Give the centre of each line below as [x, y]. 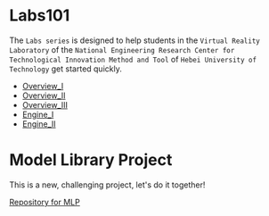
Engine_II [39, 124]
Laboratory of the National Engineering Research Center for [122, 49]
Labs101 [40, 16]
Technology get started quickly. [65, 69]
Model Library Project [91, 160]
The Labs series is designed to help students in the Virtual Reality [134, 40]
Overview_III [45, 104]
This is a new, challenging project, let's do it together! [107, 185]
